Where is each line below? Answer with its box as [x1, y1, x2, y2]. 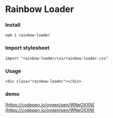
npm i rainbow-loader [5, 33, 50, 38]
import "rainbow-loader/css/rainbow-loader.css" [5, 56, 108, 61]
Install [5, 22, 21, 29]
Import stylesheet [5, 44, 50, 51]
